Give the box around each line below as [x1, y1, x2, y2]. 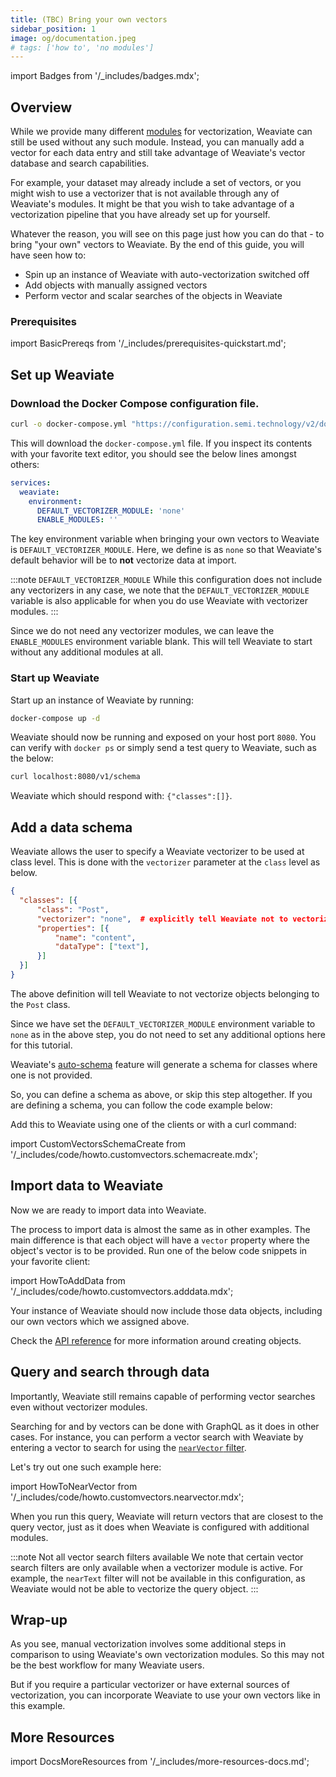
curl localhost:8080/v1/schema [10, 772, 141, 782]
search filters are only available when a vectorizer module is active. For [10, 1561, 303, 1573]
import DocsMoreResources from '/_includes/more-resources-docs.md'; [10, 1756, 310, 1768]
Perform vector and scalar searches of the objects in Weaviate [24, 290, 283, 302]
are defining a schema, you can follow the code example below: [10, 1099, 273, 1111]
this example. [10, 1700, 66, 1712]
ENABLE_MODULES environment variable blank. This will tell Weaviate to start [10, 636, 313, 648]
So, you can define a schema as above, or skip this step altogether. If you [10, 1088, 313, 1100]
